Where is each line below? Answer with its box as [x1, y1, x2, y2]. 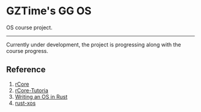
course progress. [6, 47, 49, 54]
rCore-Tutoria [14, 86, 49, 94]
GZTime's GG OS [6, 4, 92, 18]
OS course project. [6, 24, 53, 31]
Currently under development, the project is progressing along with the [6, 41, 181, 48]
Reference [6, 64, 46, 75]
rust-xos [14, 99, 36, 107]
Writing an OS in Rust [14, 93, 68, 100]
